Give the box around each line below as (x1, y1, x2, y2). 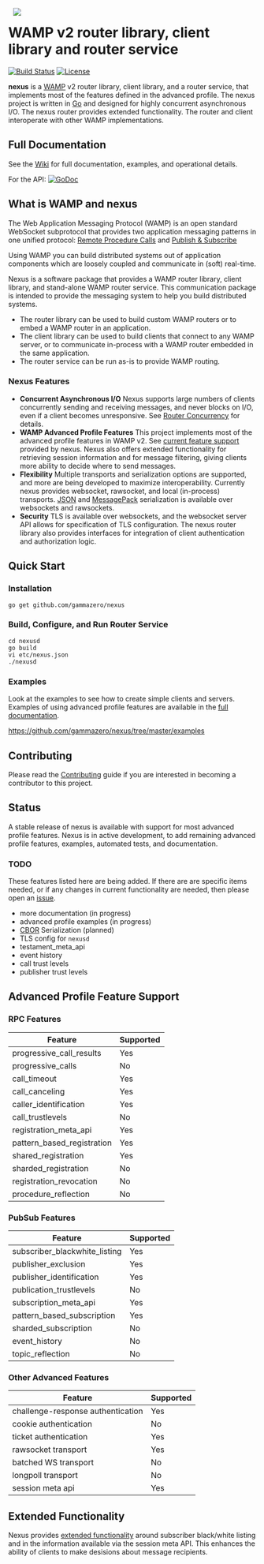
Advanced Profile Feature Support (8, 990, 180, 1004)
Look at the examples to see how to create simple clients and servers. (8, 694, 235, 704)
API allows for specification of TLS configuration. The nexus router (19, 519, 236, 529)
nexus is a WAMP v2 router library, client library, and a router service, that (8, 81, 249, 91)
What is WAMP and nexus (8, 197, 138, 211)
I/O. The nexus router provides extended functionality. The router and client (8, 107, 254, 116)
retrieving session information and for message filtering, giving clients (19, 452, 247, 462)
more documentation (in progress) (19, 908, 132, 919)
